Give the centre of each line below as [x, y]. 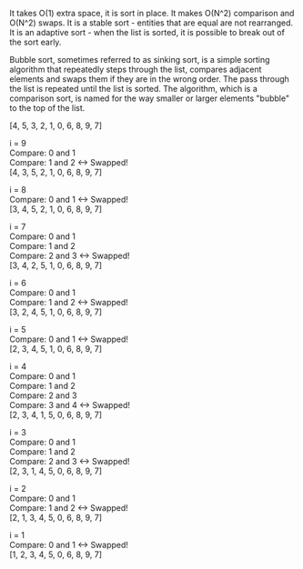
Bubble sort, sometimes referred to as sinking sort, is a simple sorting [140, 60]
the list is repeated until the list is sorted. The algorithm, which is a [133, 89]
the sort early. [35, 42]
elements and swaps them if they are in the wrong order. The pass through [149, 79]
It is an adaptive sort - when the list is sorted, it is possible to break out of [147, 32]
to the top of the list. [47, 108]
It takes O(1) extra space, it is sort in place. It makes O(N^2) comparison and [152, 13]
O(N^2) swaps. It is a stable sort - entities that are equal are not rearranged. [151, 23]
